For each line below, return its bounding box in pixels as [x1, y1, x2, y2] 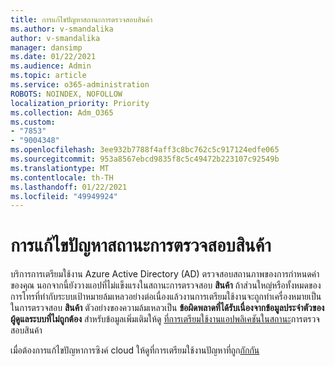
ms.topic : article [10, 71, 87, 81]
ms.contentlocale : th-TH [10, 172, 114, 183]
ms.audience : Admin [10, 61, 92, 71]
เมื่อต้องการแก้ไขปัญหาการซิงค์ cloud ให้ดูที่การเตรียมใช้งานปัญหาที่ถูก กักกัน [10, 344, 260, 356]
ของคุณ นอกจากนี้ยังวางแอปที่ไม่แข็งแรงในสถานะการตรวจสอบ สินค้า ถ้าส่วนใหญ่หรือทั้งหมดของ [10, 279, 322, 291]
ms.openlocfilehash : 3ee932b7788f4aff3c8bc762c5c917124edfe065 [10, 145, 280, 155]
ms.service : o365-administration [10, 80, 150, 90]
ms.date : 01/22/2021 [10, 52, 97, 62]
